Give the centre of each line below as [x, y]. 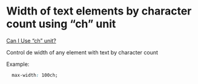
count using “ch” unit [61, 24]
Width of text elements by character [99, 11]
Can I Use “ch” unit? [31, 40]
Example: [18, 64]
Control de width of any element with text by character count [82, 52]
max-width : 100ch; [35, 75]
